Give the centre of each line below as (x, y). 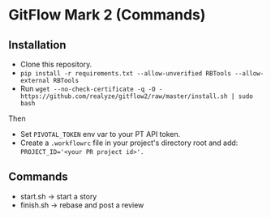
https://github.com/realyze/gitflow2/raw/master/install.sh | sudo (136, 96)
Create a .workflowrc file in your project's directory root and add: (129, 143)
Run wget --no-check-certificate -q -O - (91, 88)
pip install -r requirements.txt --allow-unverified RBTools (126, 74)
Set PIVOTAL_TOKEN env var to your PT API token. (100, 134)
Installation (37, 45)
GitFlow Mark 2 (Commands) (107, 15)
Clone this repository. (56, 64)
